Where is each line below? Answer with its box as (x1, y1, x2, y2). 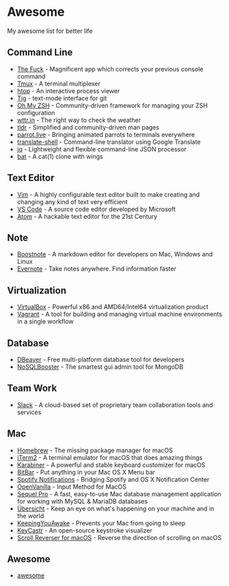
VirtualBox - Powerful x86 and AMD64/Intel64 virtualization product (16, 303, 208, 311)
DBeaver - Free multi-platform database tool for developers (16, 356, 185, 363)
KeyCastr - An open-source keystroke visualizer (16, 526, 152, 535)
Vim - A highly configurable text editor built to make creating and (16, 190, 200, 199)
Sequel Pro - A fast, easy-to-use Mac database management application (16, 489, 221, 498)
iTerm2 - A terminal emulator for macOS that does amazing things (16, 453, 203, 461)
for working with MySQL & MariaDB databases (16, 497, 148, 505)
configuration (16, 108, 55, 117)
